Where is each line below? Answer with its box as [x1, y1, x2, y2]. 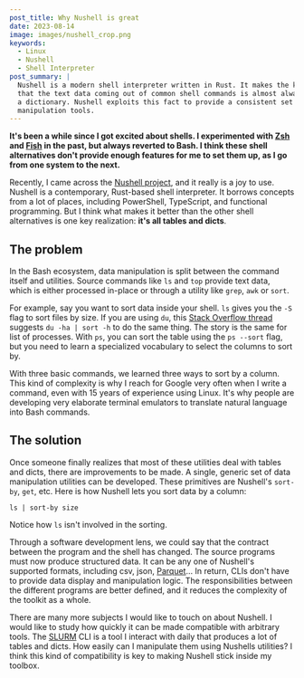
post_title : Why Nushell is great [9, 13, 140, 23]
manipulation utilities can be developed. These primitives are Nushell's [9, 476, 273, 487]
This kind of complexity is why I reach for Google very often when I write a [9, 377, 287, 389]
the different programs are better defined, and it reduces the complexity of [9, 585, 288, 596]
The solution [9, 433, 82, 448]
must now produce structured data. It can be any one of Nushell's [9, 556, 255, 567]
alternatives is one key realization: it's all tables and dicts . [9, 215, 227, 226]
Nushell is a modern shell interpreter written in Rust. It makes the [17, 81, 290, 90]
